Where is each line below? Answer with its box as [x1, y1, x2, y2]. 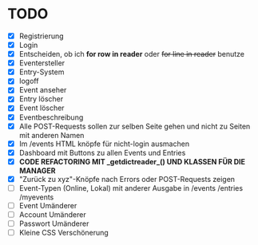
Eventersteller [18, 58, 65, 68]
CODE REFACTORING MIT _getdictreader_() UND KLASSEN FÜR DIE [18, 156, 245, 166]
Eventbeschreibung [18, 113, 84, 122]
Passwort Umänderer [18, 219, 89, 228]
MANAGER [18, 165, 57, 176]
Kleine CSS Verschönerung [18, 228, 109, 238]
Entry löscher [18, 94, 64, 104]
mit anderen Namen [18, 130, 85, 140]
